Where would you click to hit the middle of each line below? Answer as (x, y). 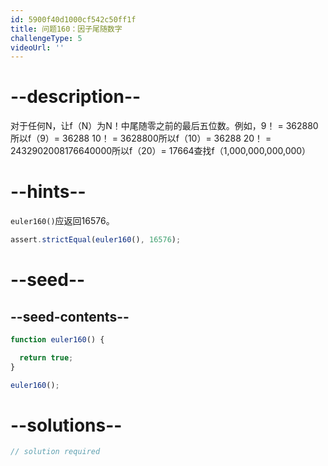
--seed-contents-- (70, 316)
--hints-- (48, 192)
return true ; (46, 357)
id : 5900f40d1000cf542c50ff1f (73, 19)
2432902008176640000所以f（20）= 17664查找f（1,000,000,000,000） (161, 151)
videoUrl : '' (37, 47)
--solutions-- (66, 425)
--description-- (76, 97)
